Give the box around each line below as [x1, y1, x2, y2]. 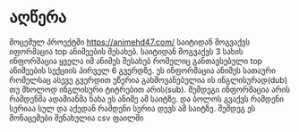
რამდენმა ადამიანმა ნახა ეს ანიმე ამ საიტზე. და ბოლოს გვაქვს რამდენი [9, 93, 284, 104]
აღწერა [9, 7, 67, 28]
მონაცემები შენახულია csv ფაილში [9, 112, 144, 123]
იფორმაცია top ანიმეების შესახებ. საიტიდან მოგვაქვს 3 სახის [9, 45, 243, 56]
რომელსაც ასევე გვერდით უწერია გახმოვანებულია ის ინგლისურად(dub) [9, 74, 288, 85]
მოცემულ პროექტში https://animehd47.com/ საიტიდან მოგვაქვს [9, 37, 251, 47]
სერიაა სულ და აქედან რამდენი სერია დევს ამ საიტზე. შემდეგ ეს [9, 103, 256, 113]
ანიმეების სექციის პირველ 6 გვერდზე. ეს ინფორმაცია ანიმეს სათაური [9, 65, 276, 76]
